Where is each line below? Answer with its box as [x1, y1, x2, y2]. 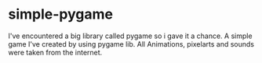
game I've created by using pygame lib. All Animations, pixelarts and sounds [8, 39, 255, 48]
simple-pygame [8, 5, 114, 23]
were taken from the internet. [8, 47, 103, 57]
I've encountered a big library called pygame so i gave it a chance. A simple [8, 31, 253, 40]
